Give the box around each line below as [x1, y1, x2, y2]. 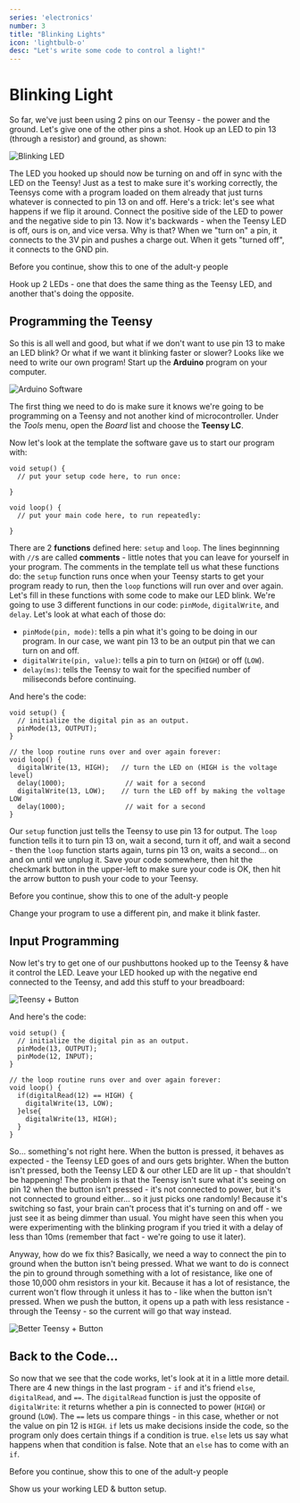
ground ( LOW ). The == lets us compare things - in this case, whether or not [9, 1410, 279, 1422]
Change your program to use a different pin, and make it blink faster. [9, 908, 261, 918]
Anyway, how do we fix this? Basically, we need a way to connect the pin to [9, 1248, 287, 1259]
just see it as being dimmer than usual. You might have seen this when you [9, 1212, 284, 1223]
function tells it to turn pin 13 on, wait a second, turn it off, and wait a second [9, 835, 291, 846]
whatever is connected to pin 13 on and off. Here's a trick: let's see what [9, 197, 275, 207]
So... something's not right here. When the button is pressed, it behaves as [9, 1145, 284, 1156]
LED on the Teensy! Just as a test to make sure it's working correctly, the [9, 178, 279, 189]
